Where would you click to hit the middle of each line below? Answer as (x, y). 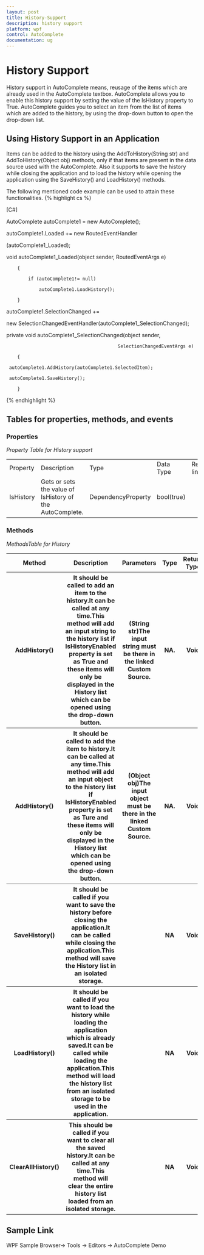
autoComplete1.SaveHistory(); (47, 378)
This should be (91, 1124)
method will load (90, 1076)
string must (139, 646)
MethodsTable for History (38, 544)
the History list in (91, 965)
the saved (90, 1148)
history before (91, 912)
